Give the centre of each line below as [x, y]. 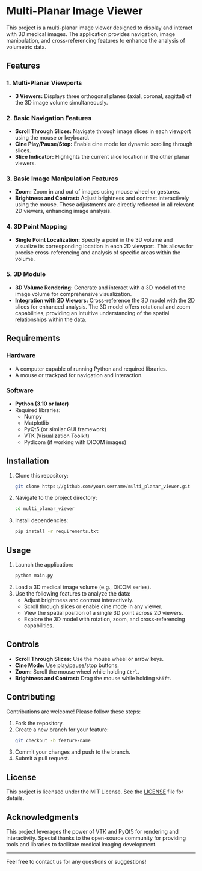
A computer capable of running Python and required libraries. [91, 369]
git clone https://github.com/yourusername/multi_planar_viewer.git [103, 486]
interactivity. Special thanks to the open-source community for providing [96, 838]
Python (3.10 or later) [42, 404]
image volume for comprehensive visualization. [73, 294]
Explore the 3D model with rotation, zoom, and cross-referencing [104, 619]
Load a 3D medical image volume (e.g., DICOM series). [83, 587]
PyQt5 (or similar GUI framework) [65, 429]
